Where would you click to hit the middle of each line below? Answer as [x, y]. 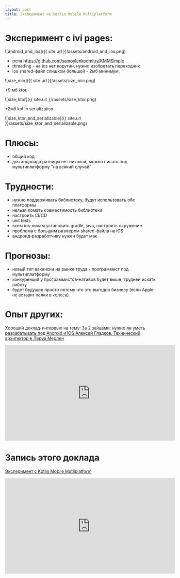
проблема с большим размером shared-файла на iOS [68, 231]
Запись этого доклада [52, 458]
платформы [24, 205]
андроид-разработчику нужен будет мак [55, 236]
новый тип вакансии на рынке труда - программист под [70, 269]
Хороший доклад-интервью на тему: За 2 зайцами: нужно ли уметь [75, 328]
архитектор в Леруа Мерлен [34, 339]
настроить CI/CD [29, 215]
